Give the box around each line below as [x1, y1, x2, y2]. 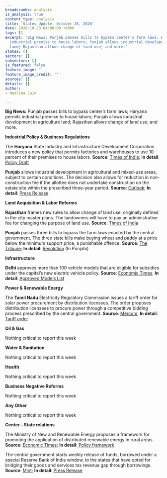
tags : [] [5, 30, 23, 35]
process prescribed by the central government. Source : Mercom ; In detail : [5, 310, 158, 316]
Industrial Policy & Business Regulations [5, 134, 90, 140]
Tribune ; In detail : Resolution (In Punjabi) [5, 246, 89, 252]
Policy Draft [5, 160, 29, 166]
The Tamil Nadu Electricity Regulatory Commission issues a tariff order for [5, 294, 158, 301]
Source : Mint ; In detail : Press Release [5, 468, 83, 474]
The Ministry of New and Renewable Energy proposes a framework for [5, 431, 150, 438]
